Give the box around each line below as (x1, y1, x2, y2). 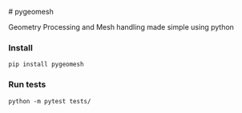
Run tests (8, 79, 46, 91)
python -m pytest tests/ (8, 97, 91, 105)
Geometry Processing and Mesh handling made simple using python (8, 22, 235, 31)
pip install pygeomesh (8, 60, 84, 69)
